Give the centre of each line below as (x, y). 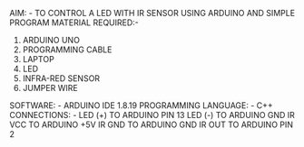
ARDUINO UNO (51, 40)
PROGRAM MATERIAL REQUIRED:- (74, 23)
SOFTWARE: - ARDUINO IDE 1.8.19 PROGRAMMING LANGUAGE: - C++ (142, 106)
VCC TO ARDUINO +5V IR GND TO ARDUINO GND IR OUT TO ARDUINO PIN (151, 124)
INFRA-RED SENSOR (61, 78)
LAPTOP (38, 59)
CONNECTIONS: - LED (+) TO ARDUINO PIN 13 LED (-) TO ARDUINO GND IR (152, 115)
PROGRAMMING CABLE (67, 50)
